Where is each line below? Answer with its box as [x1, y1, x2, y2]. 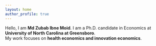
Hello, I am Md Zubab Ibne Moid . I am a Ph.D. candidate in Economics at [5, 25, 152, 31]
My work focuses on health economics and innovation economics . [5, 35, 142, 41]
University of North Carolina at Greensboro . [5, 30, 95, 36]
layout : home [5, 7, 32, 12]
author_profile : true [5, 12, 49, 16]
